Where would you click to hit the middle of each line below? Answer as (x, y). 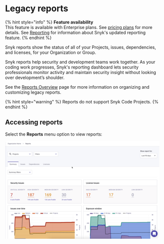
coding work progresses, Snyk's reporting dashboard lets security (72, 67)
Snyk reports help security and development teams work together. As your (80, 62)
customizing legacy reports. (33, 92)
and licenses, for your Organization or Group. (51, 52)
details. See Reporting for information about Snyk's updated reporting (75, 32)
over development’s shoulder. (35, 77)
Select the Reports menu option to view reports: (54, 134)
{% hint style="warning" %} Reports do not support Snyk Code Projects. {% (82, 101)
